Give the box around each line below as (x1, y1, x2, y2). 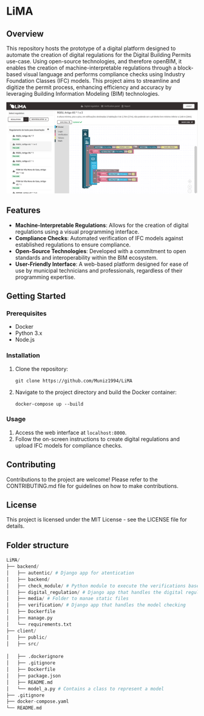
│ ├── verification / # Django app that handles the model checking (6, 602, 186, 608)
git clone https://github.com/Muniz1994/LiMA (15, 378, 132, 384)
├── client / (6, 628, 36, 634)
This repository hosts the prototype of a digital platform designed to (6, 45, 176, 52)
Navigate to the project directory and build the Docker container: (15, 388, 177, 396)
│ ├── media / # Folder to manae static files (6, 596, 129, 602)
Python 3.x (15, 329, 42, 337)
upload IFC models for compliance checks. (15, 442, 123, 449)
